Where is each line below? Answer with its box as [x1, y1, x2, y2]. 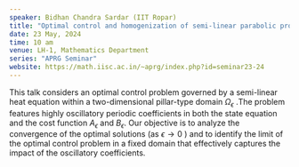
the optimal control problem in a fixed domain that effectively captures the [9, 139, 281, 149]
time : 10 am [9, 37, 53, 47]
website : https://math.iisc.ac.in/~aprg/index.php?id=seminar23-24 [9, 63, 265, 72]
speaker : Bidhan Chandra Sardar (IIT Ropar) [9, 12, 177, 22]
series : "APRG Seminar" [9, 54, 98, 63]
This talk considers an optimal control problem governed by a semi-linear [9, 86, 279, 98]
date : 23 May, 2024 [9, 29, 82, 38]
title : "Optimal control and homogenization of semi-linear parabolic [9, 21, 277, 30]
